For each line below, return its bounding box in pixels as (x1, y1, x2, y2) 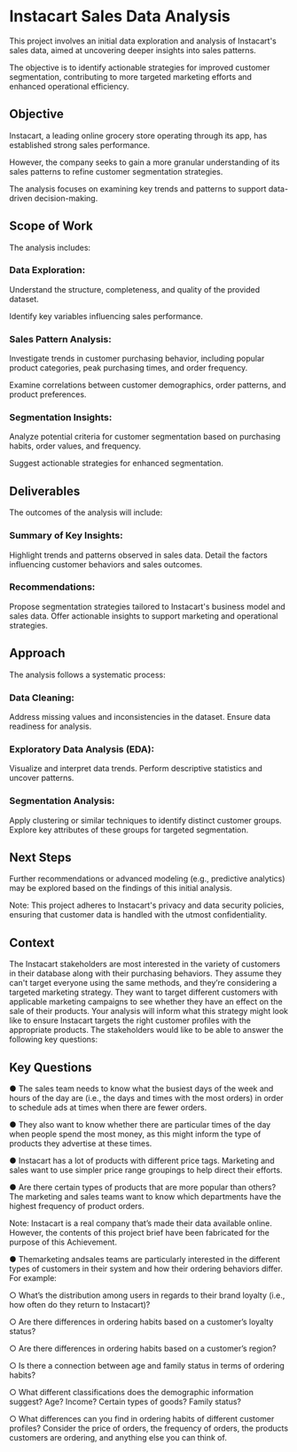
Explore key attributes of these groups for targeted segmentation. (9, 824, 249, 835)
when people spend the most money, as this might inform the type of (9, 1128, 262, 1139)
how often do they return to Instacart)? (9, 1300, 151, 1309)
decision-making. (34, 192, 98, 203)
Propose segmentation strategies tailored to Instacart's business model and (9, 601, 285, 612)
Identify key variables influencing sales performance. (9, 310, 204, 321)
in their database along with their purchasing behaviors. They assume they (9, 968, 282, 979)
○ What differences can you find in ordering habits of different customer (9, 1414, 275, 1424)
